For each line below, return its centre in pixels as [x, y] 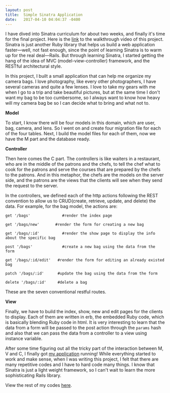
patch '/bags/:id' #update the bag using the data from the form [81, 274]
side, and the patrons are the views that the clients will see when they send [84, 180]
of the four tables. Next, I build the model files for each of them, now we [80, 134]
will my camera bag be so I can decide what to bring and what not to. [77, 103]
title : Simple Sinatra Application [44, 15]
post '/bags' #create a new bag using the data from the [80, 247]
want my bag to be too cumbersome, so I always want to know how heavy [83, 98]
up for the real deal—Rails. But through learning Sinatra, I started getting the [85, 55]
